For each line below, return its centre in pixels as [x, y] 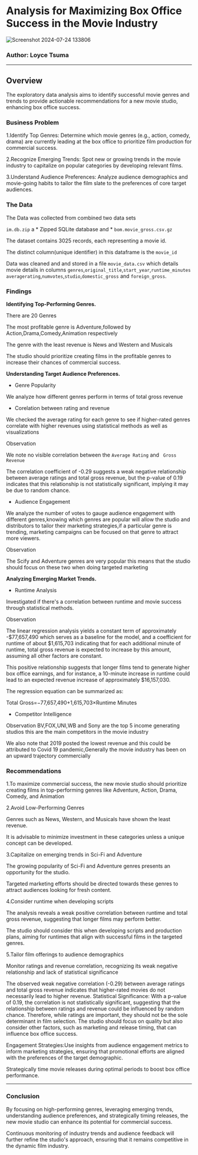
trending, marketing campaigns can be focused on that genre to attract [92, 531]
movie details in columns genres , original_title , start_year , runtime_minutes [98, 270]
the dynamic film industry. [38, 1146]
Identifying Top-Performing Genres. [51, 304]
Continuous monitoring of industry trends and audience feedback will [90, 1133]
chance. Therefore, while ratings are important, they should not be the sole [97, 1015]
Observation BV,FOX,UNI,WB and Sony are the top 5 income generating [93, 725]
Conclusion [23, 1097]
